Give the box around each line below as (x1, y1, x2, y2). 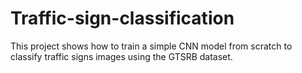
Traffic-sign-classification (10, 7, 235, 30)
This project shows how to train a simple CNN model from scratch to (10, 40, 293, 52)
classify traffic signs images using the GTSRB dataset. (10, 50, 233, 62)
